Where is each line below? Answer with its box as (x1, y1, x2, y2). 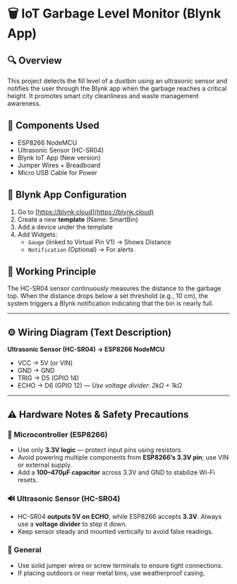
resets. (17, 475, 38, 484)
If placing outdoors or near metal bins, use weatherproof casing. (17, 568, 205, 577)
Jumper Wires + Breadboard (17, 160, 101, 169)
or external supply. (17, 460, 73, 469)
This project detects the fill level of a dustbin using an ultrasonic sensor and (7, 77, 228, 85)
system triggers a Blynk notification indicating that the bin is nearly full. (7, 299, 214, 308)
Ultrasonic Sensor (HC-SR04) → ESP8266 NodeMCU (7, 345, 165, 354)
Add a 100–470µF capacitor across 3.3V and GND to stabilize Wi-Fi (17, 467, 215, 477)
